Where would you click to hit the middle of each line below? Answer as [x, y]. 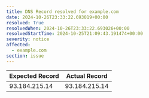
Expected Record [34, 76]
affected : [19, 45]
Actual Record [87, 76]
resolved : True [25, 23]
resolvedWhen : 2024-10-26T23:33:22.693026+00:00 [68, 28]
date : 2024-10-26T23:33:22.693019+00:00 [57, 17]
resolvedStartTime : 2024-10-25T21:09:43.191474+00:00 [75, 34]
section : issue [25, 56]
